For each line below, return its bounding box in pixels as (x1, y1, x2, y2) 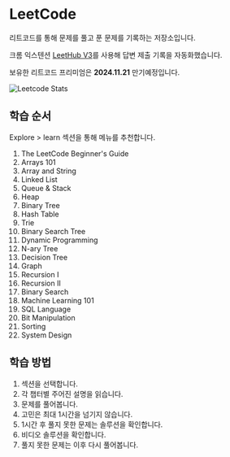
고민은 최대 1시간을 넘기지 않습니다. (20, 409, 133, 419)
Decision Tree (20, 252, 68, 262)
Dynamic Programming (20, 235, 98, 245)
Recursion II (20, 278, 62, 288)
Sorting (20, 321, 46, 331)
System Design (20, 330, 72, 340)
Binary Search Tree (20, 226, 86, 236)
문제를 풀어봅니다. (20, 399, 78, 409)
